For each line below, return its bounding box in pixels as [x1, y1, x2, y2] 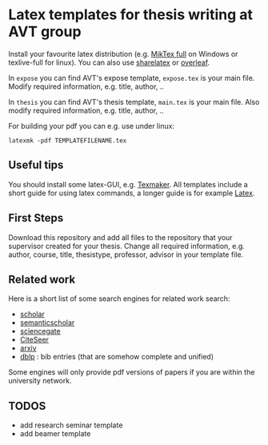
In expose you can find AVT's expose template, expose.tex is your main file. [8, 73, 255, 82]
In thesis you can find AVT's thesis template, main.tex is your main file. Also [8, 97, 260, 106]
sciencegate [19, 327, 62, 336]
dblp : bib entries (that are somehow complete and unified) [19, 352, 214, 362]
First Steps [8, 211, 64, 225]
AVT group [8, 22, 82, 41]
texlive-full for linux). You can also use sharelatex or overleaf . [8, 58, 210, 67]
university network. [8, 376, 72, 386]
